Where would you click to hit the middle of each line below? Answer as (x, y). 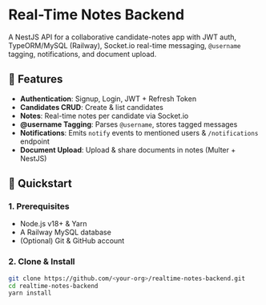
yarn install (30, 293)
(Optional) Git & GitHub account (72, 241)
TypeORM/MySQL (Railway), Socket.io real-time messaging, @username (125, 45)
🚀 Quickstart (40, 183)
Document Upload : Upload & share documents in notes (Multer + (128, 149)
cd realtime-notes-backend (53, 286)
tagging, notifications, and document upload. (83, 54)
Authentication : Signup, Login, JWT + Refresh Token (108, 99)
